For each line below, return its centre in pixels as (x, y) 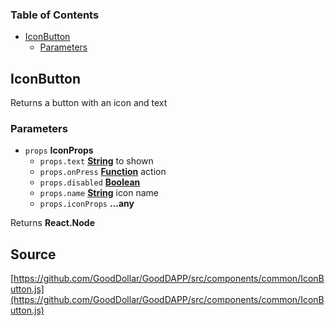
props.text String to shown (96, 161)
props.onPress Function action (103, 172)
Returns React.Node (53, 223)
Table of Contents (55, 15)
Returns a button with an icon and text (89, 103)
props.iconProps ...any (87, 204)
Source (33, 254)
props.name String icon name (99, 193)
